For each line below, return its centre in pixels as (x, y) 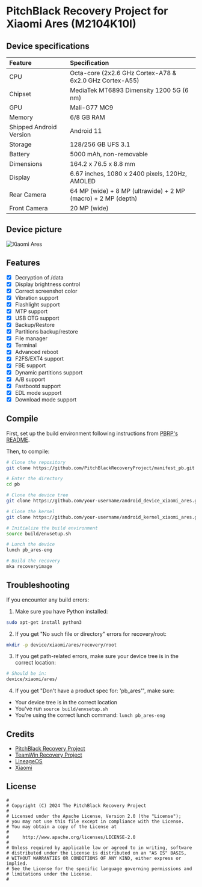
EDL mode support (38, 392)
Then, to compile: (28, 451)
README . (18, 439)
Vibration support (37, 297)
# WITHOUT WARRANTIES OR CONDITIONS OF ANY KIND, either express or (94, 858)
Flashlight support (37, 304)
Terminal (26, 345)
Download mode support (46, 399)
